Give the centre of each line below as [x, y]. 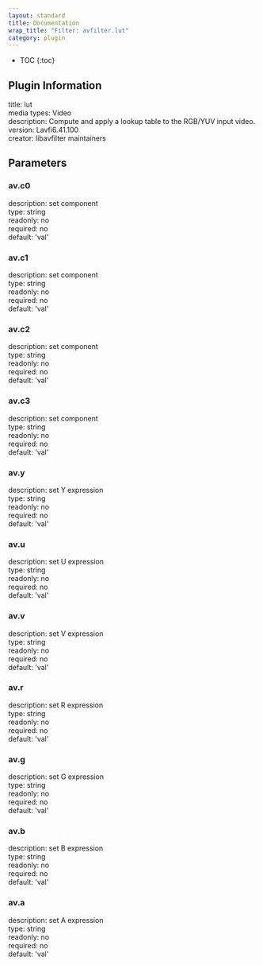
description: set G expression [56, 777]
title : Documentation [44, 23]
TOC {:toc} [37, 60]
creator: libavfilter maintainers [57, 138]
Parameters [38, 163]
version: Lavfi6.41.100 [44, 130]
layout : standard [37, 16]
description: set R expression [56, 705]
